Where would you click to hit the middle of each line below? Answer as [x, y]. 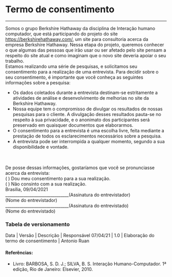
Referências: [19, 252]
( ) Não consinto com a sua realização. [46, 184]
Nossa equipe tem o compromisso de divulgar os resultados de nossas [88, 109]
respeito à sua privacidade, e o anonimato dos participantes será [81, 120]
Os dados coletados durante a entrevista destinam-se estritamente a [85, 93]
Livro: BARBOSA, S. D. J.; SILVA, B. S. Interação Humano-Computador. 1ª [89, 264]
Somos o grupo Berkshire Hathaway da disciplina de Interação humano [80, 28]
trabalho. [15, 61]
